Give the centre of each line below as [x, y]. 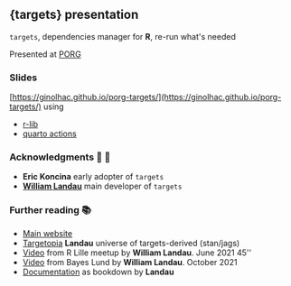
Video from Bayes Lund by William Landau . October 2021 [130, 262]
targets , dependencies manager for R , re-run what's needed [123, 36]
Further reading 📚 [51, 210]
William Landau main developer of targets [102, 186]
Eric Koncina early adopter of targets [93, 177]
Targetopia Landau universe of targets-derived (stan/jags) [131, 243]
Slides [23, 78]
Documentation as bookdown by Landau [98, 272]
